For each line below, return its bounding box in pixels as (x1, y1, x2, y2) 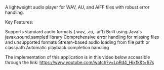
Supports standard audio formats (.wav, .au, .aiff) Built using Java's (5, 29, 142, 34)
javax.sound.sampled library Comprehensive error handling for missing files (5, 34, 160, 40)
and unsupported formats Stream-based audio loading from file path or (5, 39, 150, 45)
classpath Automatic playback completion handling (5, 45, 109, 50)
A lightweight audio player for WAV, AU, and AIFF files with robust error (5, 4, 150, 10)
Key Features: (5, 19, 33, 25)
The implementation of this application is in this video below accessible (5, 54, 150, 60)
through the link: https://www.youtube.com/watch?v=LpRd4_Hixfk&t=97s (5, 60, 154, 65)
